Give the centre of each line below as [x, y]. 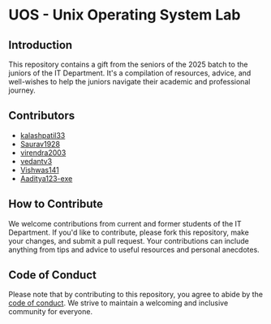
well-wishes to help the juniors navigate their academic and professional [129, 82]
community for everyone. [51, 312]
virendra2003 [43, 153]
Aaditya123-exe [46, 178]
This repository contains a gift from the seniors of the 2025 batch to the [128, 64]
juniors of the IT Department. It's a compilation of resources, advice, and [130, 73]
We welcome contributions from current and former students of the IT [125, 223]
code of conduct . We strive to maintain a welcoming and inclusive [118, 303]
